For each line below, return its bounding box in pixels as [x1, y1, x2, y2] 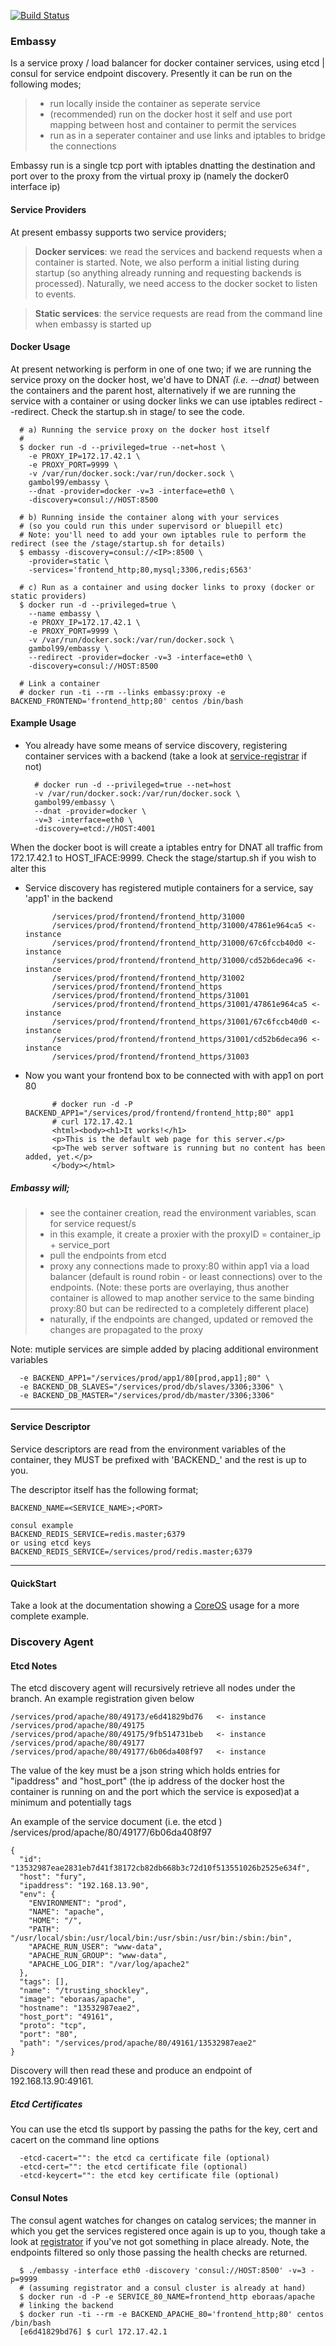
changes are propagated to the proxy [49, 1323, 204, 1335]
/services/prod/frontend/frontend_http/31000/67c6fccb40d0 [51, 938, 303, 948]
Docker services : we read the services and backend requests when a [34, 245, 323, 257]
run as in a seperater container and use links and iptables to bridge [49, 130, 326, 142]
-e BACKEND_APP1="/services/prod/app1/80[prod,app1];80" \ [19, 1373, 271, 1383]
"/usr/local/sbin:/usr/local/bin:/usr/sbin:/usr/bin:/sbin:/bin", [10, 1933, 293, 1944]
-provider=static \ [28, 556, 110, 566]
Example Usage [10, 717, 77, 729]
